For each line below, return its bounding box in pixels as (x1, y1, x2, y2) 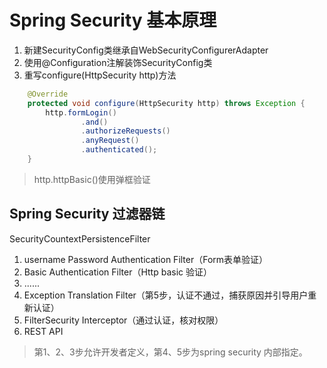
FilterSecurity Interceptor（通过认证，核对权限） (23, 314, 224, 326)
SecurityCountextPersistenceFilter (9, 232, 151, 245)
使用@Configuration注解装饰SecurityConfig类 (23, 56, 213, 68)
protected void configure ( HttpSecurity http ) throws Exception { (27, 98, 306, 108)
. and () (80, 117, 109, 127)
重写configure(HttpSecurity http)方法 (23, 69, 177, 81)
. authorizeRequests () (80, 126, 171, 136)
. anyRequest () (80, 136, 140, 146)
